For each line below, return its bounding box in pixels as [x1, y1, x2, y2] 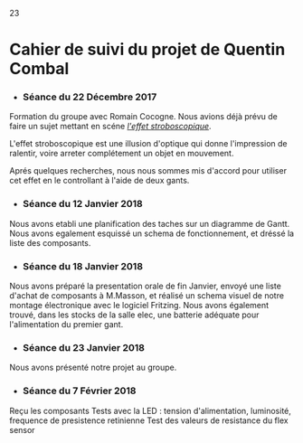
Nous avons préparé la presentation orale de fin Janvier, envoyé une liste [9, 280, 282, 292]
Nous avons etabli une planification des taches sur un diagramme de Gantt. [9, 218, 290, 229]
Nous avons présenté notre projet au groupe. [9, 362, 177, 373]
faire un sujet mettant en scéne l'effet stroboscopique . [9, 121, 212, 132]
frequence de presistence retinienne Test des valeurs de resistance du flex [9, 415, 289, 426]
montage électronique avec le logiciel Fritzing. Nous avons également [9, 300, 270, 311]
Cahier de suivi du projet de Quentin [9, 40, 286, 60]
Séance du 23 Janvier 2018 [22, 342, 145, 353]
